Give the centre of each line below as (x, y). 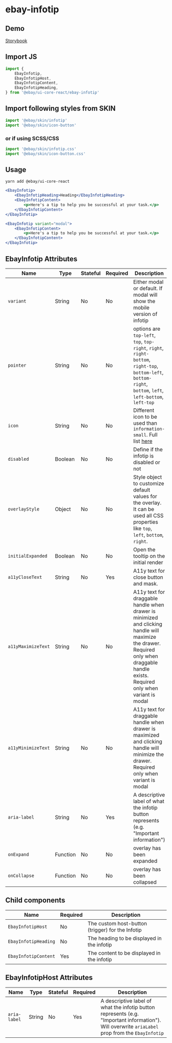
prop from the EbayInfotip (132, 1033)
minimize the (148, 754)
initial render (148, 562)
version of (145, 314)
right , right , (148, 348)
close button (148, 577)
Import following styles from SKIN (61, 109)
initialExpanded (28, 556)
